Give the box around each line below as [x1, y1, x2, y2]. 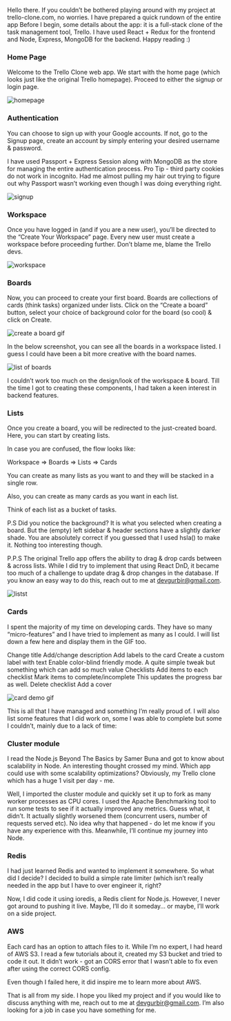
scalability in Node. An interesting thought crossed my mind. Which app [7, 762, 211, 770]
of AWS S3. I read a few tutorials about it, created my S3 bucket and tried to [7, 949, 223, 958]
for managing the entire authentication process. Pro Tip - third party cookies [7, 164, 224, 173]
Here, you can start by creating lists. [7, 431, 110, 440]
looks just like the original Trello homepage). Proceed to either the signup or [7, 75, 223, 84]
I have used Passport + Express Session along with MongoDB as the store [7, 157, 218, 165]
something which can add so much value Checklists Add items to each [7, 665, 208, 674]
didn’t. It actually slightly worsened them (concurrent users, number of [7, 812, 208, 820]
